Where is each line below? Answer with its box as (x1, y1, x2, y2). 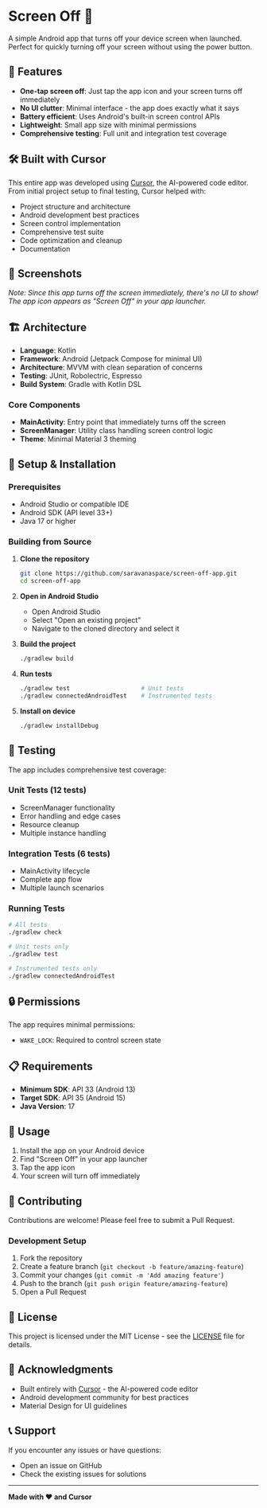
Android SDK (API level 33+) (19, 508, 113, 518)
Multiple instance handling (19, 828, 106, 838)
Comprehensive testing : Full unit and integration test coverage (19, 128, 227, 138)
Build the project (19, 639, 76, 649)
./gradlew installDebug (19, 721, 99, 729)
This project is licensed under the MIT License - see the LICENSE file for (8, 1331, 245, 1341)
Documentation (19, 244, 71, 253)
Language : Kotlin (19, 346, 77, 355)
